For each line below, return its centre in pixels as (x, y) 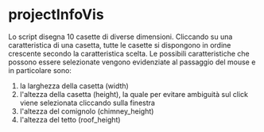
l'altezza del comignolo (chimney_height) (87, 111)
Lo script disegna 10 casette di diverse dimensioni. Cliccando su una (120, 37)
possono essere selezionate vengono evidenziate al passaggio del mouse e (132, 62)
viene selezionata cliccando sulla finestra (87, 103)
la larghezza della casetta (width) (74, 86)
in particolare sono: (40, 70)
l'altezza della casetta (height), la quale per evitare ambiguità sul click (134, 94)
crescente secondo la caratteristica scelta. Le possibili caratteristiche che (129, 53)
